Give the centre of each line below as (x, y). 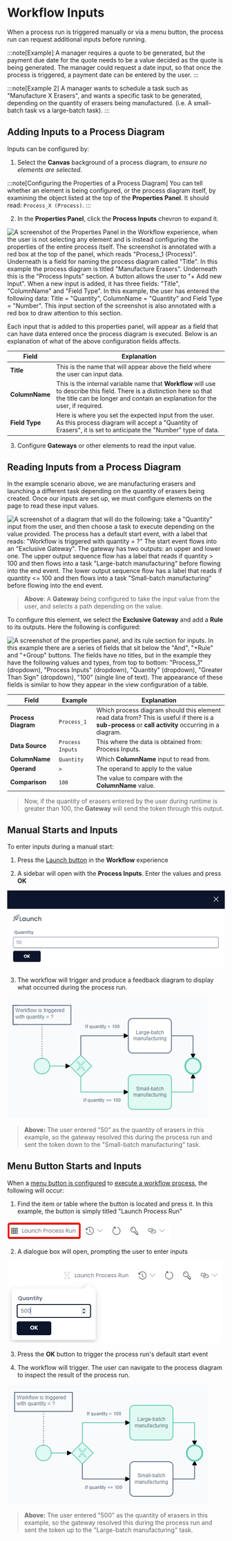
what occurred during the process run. (72, 987)
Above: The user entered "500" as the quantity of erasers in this (116, 1515)
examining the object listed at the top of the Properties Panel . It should (108, 197)
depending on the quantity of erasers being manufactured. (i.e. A (99, 103)
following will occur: (36, 1190)
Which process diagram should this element (158, 710)
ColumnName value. (126, 786)
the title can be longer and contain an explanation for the (136, 398)
